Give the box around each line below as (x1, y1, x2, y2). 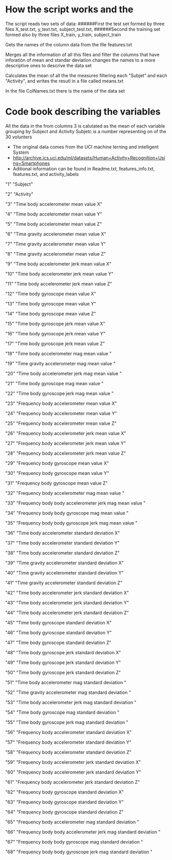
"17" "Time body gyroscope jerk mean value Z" (5, 341, 105, 347)
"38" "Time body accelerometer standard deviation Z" (5, 549, 120, 556)
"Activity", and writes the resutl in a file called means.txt (5, 78, 124, 84)
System (12, 149, 29, 155)
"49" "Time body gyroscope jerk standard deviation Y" (5, 659, 121, 666)
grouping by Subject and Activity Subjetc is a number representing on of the (5, 128, 166, 134)
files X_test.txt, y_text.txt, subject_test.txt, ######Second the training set (5, 26, 161, 32)
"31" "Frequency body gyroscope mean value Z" (5, 480, 108, 486)
